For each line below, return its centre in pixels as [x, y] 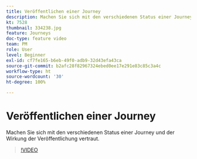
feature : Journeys [28, 33]
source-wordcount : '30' [35, 77]
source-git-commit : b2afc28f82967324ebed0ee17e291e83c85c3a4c [84, 66]
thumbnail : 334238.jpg [34, 28]
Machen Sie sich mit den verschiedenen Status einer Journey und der [90, 132]
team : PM [17, 44]
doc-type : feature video [36, 39]
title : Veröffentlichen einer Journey [53, 11]
